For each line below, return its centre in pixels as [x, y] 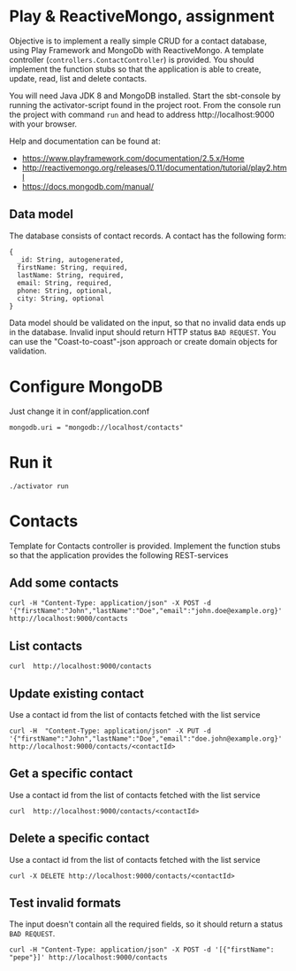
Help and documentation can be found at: [85, 141]
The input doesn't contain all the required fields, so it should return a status [146, 924]
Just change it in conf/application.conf [80, 411]
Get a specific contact [71, 774]
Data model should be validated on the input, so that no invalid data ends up [148, 322]
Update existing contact [76, 693]
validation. [28, 351]
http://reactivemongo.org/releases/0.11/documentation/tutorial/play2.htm [154, 167]
